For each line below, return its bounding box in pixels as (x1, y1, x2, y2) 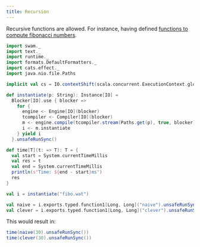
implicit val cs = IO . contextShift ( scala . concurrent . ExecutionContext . (6, 81, 187, 87)
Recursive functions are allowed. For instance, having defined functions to (6, 25, 189, 32)
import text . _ (6, 48, 42, 54)
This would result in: (6, 218, 56, 225)
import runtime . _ (6, 54, 49, 60)
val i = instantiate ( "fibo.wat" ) (6, 191, 89, 197)
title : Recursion (6, 8, 49, 15)
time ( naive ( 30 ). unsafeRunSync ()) (6, 230, 89, 236)
